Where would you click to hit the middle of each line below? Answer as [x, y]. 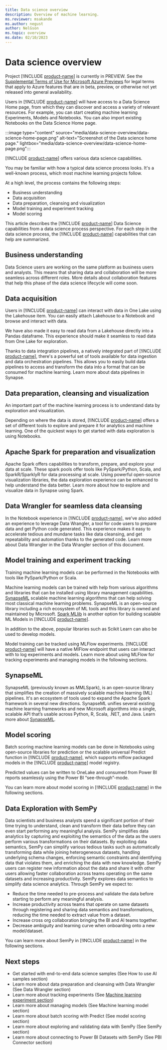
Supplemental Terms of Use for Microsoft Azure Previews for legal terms [80, 81]
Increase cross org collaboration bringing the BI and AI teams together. [85, 920]
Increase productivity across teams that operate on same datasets [81, 904]
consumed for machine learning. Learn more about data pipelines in [75, 372]
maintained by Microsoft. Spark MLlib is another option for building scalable [83, 614]
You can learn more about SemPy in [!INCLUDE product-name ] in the [76, 941]
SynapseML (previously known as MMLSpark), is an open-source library [80, 687]
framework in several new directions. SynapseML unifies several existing [80, 703]
